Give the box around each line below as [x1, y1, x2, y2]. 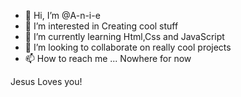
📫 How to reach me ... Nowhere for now [24, 53, 192, 64]
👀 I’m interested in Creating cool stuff [24, 20, 179, 32]
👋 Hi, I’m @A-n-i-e [24, 10, 101, 21]
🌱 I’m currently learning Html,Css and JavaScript [24, 31, 225, 42]
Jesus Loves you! [10, 76, 83, 87]
